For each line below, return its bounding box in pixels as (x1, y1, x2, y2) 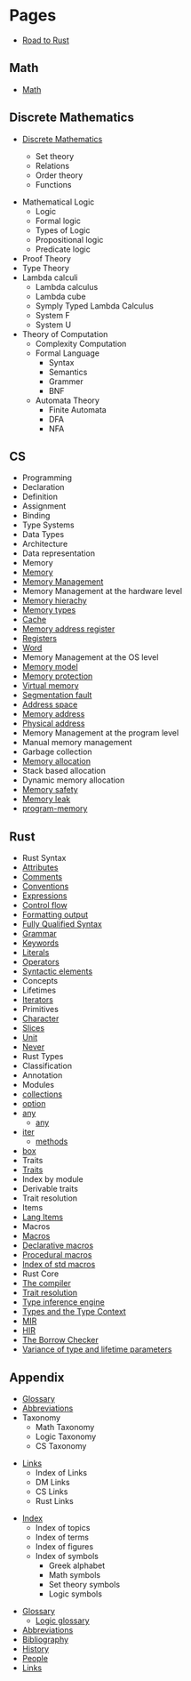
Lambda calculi (21, 272, 78, 283)
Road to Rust (21, 35, 69, 45)
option (21, 1098, 46, 1109)
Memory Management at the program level (21, 728, 179, 738)
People (21, 1653, 49, 1663)
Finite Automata (48, 404, 107, 414)
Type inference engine (21, 1297, 105, 1307)
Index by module (21, 1174, 84, 1185)
